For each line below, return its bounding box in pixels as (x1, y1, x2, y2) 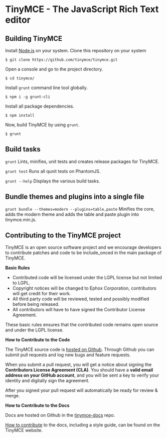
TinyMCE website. (5, 427, 43, 433)
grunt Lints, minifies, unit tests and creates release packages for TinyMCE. (5, 158, 159, 164)
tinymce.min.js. (5, 216, 37, 222)
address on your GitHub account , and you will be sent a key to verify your (5, 372, 159, 378)
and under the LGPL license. (5, 327, 64, 333)
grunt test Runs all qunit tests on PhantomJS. (5, 168, 101, 174)
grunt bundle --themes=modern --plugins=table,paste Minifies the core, (5, 206, 155, 212)
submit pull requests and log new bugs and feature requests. (5, 352, 131, 358)
